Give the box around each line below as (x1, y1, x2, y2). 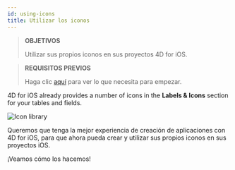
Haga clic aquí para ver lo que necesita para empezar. (24, 77, 182, 85)
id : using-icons (7, 10, 55, 18)
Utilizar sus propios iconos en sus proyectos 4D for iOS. (24, 50, 188, 59)
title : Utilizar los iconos (7, 17, 90, 24)
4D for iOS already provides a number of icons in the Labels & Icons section (7, 91, 229, 99)
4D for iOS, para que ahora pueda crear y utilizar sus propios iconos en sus (7, 133, 227, 142)
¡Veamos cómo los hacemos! (7, 154, 92, 163)
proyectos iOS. (7, 140, 51, 149)
